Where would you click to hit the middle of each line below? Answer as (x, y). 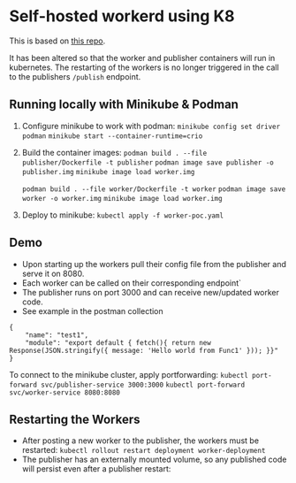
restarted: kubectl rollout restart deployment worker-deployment (144, 450)
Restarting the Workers (75, 419)
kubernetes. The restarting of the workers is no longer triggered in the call (144, 67)
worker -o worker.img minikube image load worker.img (122, 198)
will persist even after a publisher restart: (96, 469)
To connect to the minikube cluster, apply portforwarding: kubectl (129, 374)
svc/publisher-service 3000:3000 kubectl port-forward (143, 385)
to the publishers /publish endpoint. (75, 76)
